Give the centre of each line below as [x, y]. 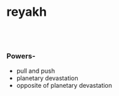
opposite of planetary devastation [64, 86]
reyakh [27, 12]
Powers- [21, 56]
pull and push [36, 71]
